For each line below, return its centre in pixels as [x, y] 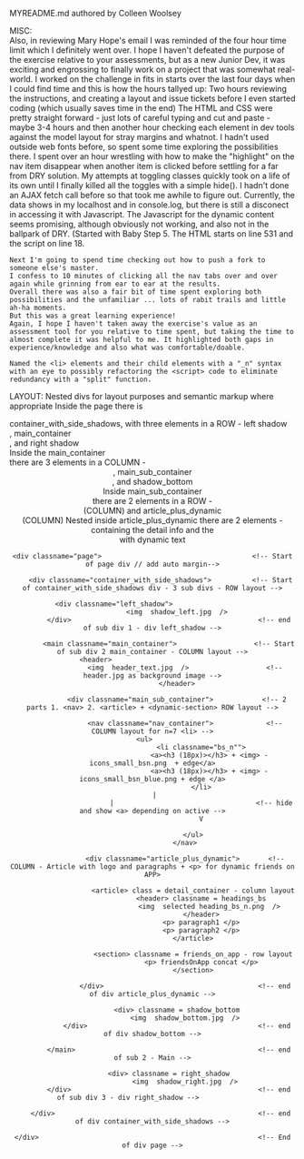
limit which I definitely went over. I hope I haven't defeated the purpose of [147, 50]
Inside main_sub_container [152, 491]
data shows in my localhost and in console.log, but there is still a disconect [149, 205]
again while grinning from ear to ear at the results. [115, 284]
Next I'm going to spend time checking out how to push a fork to [137, 260]
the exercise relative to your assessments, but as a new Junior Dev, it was [147, 60]
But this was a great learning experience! [93, 316]
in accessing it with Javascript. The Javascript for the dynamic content [142, 214]
